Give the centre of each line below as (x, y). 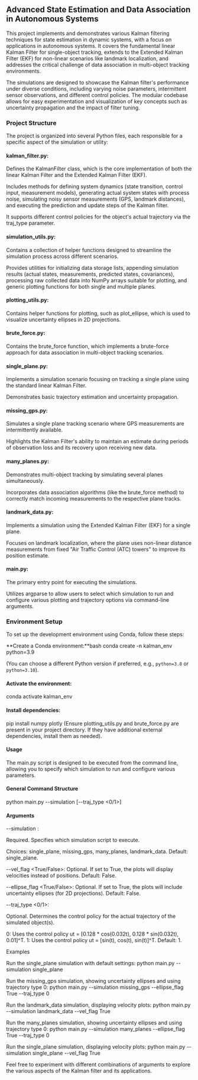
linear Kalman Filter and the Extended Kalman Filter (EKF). (77, 175)
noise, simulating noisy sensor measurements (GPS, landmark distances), (96, 199)
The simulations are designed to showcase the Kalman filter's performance (98, 82)
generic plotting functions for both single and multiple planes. (81, 286)
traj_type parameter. (31, 223)
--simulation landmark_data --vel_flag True (59, 1011)
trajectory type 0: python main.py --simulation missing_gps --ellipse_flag (95, 987)
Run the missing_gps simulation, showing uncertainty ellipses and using (94, 981)
